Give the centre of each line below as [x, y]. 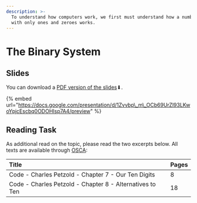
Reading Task [31, 130]
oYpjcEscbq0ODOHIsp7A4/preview [48, 111]
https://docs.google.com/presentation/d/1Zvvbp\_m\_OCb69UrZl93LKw [104, 105]
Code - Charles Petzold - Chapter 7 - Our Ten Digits [82, 175]
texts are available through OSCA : [47, 150]
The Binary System [53, 51]
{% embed [19, 99]
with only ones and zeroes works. [53, 22]
